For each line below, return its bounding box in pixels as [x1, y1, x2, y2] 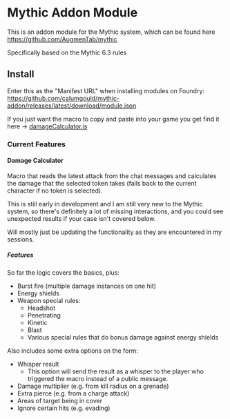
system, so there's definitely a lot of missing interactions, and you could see [7, 207, 224, 215]
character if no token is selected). [7, 186, 103, 195]
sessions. [7, 235, 35, 243]
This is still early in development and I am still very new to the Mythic [7, 199, 204, 208]
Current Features [7, 139, 66, 149]
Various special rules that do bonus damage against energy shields [27, 333, 219, 341]
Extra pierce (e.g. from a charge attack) [17, 389, 130, 398]
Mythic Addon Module [7, 5, 138, 21]
